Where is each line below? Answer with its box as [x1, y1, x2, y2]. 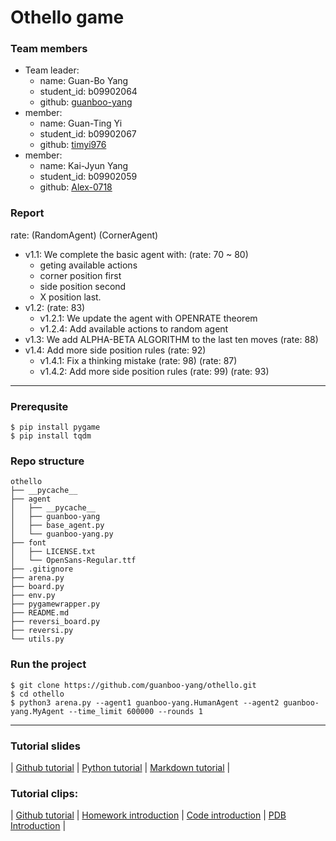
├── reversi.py [10, 626, 74, 636]
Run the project [10, 657, 87, 671]
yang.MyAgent [10, 706, 65, 716]
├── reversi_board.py [10, 617, 101, 627]
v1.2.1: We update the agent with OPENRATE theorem [39, 312, 258, 324]
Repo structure [10, 454, 85, 468]
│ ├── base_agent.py [10, 521, 105, 531]
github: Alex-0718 [39, 181, 113, 193]
